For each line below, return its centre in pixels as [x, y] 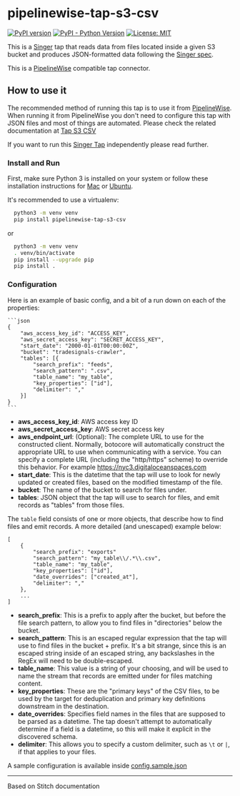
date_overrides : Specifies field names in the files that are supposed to [121, 714]
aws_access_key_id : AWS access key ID [78, 421]
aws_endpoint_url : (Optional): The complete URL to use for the [111, 436]
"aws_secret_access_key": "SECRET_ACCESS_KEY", [92, 339]
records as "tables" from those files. [71, 505]
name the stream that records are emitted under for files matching [115, 675]
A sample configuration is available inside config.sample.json [97, 765]
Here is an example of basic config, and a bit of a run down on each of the [117, 300]
